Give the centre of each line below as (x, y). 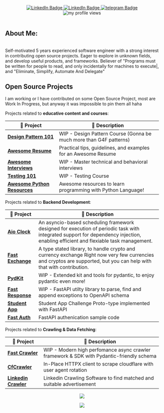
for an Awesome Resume (87, 154)
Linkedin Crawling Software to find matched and (99, 378)
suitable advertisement (70, 384)
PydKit (15, 278)
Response (20, 295)
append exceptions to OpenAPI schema (84, 295)
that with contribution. (63, 267)
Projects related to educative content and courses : (57, 113)
